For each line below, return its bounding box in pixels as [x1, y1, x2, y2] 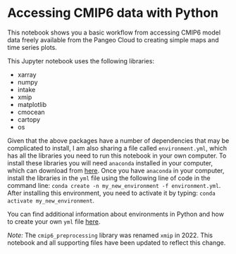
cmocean [17, 108, 45, 116]
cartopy [17, 115, 41, 124]
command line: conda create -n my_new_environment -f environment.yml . [7, 181, 221, 189]
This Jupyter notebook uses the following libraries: [7, 56, 155, 65]
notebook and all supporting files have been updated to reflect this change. [7, 238, 226, 247]
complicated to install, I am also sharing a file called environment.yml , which [7, 144, 228, 152]
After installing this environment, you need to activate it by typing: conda [7, 189, 216, 197]
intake [17, 85, 36, 94]
